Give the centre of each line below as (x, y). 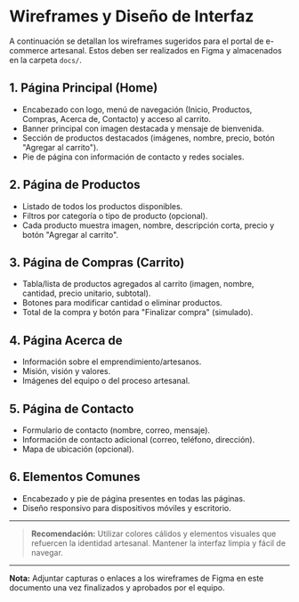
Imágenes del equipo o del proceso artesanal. (106, 381)
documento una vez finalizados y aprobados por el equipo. (117, 587)
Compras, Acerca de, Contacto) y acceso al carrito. (117, 118)
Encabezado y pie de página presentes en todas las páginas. (133, 498)
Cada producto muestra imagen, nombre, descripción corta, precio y (148, 225)
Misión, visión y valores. (66, 371)
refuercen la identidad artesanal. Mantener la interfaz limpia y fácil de (158, 543)
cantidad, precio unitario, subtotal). (86, 293)
